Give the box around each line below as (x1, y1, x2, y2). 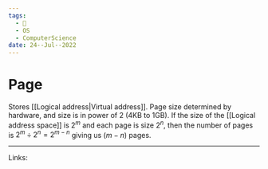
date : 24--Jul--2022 (8, 41, 77, 49)
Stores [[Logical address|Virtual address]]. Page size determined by (8, 102, 232, 112)
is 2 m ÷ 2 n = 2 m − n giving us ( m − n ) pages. (8, 128, 152, 140)
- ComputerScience (15, 33, 77, 42)
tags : (8, 11, 26, 20)
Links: (8, 153, 28, 163)
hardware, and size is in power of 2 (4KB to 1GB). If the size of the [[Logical (8, 111, 256, 120)
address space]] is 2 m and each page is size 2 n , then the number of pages (8, 119, 254, 130)
